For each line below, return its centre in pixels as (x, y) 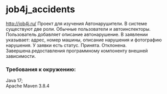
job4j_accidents (41, 9)
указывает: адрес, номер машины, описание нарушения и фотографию (84, 40)
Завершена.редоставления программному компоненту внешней (77, 51)
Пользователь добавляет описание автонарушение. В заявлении (77, 34)
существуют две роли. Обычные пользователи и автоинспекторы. (78, 29)
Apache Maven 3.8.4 (28, 86)
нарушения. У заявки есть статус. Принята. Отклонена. (66, 45)
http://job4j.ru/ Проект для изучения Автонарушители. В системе (77, 24)
